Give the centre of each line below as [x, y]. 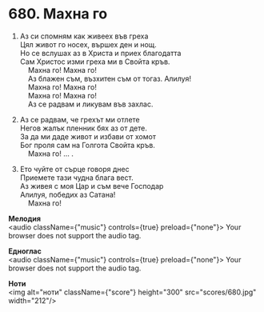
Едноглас [25, 251]
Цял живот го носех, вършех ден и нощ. [88, 44]
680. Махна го [58, 14]
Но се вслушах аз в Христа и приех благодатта [100, 53]
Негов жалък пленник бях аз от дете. [84, 128]
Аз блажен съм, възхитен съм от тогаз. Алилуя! [110, 78]
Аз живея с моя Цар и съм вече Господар [92, 186]
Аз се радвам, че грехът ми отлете [80, 119]
